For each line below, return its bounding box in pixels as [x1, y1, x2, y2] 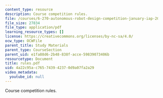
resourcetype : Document [5, 56, 53, 61]
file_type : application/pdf [5, 25, 62, 30]
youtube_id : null [9, 74, 45, 79]
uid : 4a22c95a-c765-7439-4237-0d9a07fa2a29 [5, 66, 95, 70]
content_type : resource [5, 7, 53, 12]
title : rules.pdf [5, 61, 40, 66]
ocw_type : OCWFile [5, 39, 42, 43]
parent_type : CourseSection [5, 47, 62, 52]
